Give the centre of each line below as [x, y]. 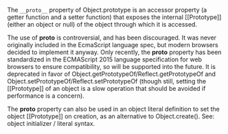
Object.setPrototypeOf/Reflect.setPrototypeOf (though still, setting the [107, 81]
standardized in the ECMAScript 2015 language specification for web [105, 59]
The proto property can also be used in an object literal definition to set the [113, 109]
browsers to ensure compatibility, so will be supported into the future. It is [112, 67]
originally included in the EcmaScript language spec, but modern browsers [113, 45]
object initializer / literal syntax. [51, 123]
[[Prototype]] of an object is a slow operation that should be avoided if [106, 89]
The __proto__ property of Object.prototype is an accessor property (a [107, 10]
